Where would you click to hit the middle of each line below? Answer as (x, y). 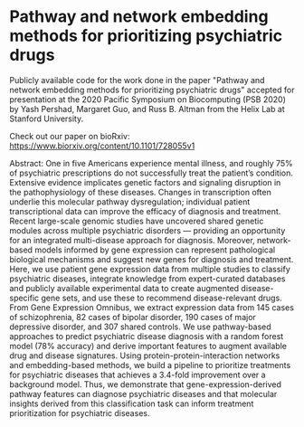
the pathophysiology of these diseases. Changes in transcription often (140, 192)
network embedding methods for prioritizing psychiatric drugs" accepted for (152, 90)
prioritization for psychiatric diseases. (80, 413)
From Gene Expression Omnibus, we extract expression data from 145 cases (152, 307)
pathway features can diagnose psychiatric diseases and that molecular (143, 394)
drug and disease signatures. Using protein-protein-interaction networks (145, 356)
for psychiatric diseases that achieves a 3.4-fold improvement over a (138, 375)
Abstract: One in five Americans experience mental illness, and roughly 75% (152, 163)
